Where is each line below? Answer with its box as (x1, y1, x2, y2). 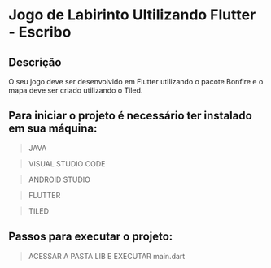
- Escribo (8, 23, 72, 41)
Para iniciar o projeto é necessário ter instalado (8, 109, 252, 123)
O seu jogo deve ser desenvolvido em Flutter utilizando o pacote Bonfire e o (8, 77, 264, 86)
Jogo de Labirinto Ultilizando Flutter (8, 6, 256, 24)
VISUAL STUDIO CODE (28, 158, 106, 168)
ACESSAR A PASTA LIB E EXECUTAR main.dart (28, 251, 186, 261)
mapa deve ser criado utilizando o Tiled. (8, 85, 143, 95)
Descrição (8, 55, 62, 69)
